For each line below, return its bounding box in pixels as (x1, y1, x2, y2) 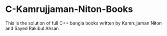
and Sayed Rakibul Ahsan (5, 25, 59, 31)
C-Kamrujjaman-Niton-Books (5, 3, 133, 15)
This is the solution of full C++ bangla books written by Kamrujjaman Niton (5, 20, 162, 26)
